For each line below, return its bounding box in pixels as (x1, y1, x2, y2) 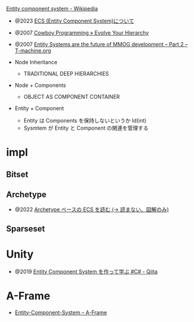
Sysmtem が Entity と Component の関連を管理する (23, 124, 149, 132)
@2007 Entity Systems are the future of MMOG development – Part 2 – (14, 41, 188, 48)
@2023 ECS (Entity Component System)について (14, 17, 135, 24)
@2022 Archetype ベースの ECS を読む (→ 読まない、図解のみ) (14, 206, 169, 213)
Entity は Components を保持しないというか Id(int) (23, 117, 147, 124)
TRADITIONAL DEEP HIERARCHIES (23, 70, 109, 77)
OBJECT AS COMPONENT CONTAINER (23, 93, 120, 100)
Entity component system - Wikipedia (6, 5, 98, 12)
